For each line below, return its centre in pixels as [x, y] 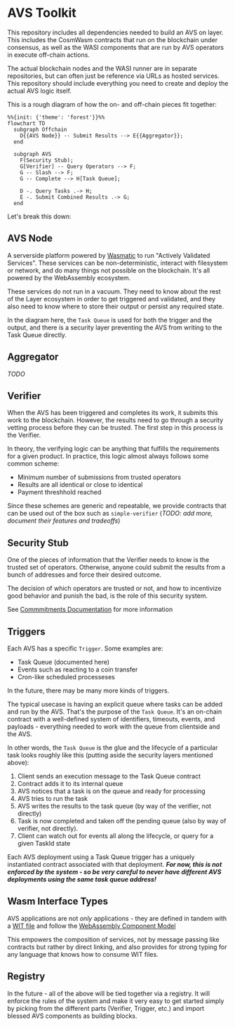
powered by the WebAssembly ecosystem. [69, 277]
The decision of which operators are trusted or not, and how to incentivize [115, 589]
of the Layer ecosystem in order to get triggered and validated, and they [112, 299]
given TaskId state [44, 843]
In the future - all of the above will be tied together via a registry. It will [109, 993]
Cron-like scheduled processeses [66, 677]
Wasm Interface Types [58, 902]
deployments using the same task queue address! [82, 879]
